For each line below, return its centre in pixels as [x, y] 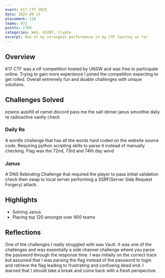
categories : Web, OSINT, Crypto [38, 32]
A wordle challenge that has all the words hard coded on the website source [82, 140]
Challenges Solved [34, 100]
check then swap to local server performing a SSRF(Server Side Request [79, 179]
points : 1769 [18, 28]
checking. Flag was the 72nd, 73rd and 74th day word [59, 151]
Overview [20, 57]
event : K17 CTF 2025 [26, 10]
